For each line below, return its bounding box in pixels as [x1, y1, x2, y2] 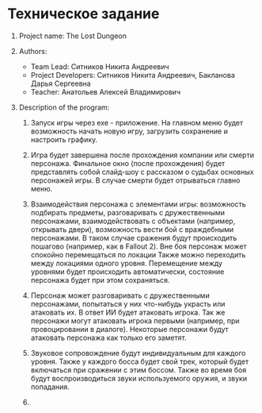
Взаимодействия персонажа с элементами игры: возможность [30, 199, 246, 209]
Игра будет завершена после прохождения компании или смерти [30, 150, 255, 160]
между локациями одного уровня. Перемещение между [30, 258, 223, 268]
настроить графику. [30, 134, 98, 144]
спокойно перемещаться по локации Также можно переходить [30, 249, 246, 259]
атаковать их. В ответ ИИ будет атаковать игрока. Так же [30, 307, 226, 317]
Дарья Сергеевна [30, 79, 92, 88]
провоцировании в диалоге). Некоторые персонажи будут [30, 324, 229, 334]
